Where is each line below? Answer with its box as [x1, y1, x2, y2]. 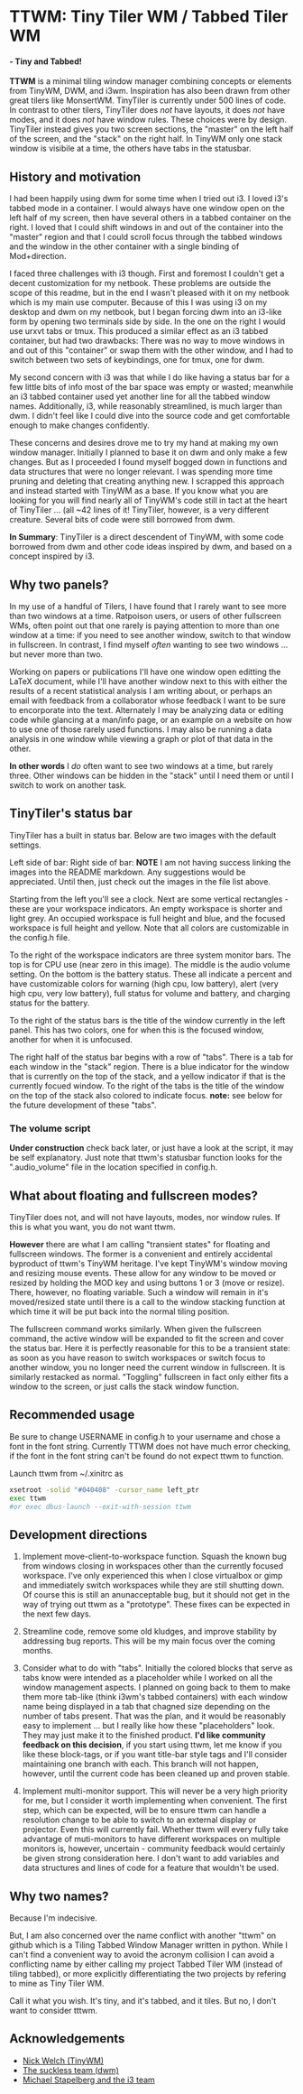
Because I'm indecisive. [9, 1913, 97, 1923]
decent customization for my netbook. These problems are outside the [9, 278, 271, 289]
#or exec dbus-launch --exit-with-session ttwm [9, 1502, 192, 1511]
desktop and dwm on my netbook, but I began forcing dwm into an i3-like [9, 307, 282, 318]
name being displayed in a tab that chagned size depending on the [22, 1701, 271, 1712]
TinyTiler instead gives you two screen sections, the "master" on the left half [9, 124, 294, 134]
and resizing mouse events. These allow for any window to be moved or [9, 1267, 277, 1278]
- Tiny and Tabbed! [9, 56, 83, 67]
